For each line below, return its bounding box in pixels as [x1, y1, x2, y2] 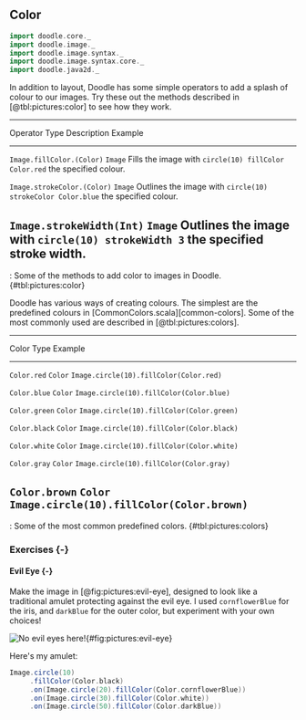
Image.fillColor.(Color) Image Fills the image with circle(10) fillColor [9, 154, 285, 165]
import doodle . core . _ [9, 31, 92, 40]
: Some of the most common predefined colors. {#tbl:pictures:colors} [9, 520, 269, 531]
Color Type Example [9, 343, 86, 354]
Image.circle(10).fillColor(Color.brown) [9, 498, 249, 512]
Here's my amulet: [9, 650, 78, 661]
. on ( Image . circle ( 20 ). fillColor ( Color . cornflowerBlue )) [29, 684, 247, 694]
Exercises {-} [9, 543, 70, 556]
